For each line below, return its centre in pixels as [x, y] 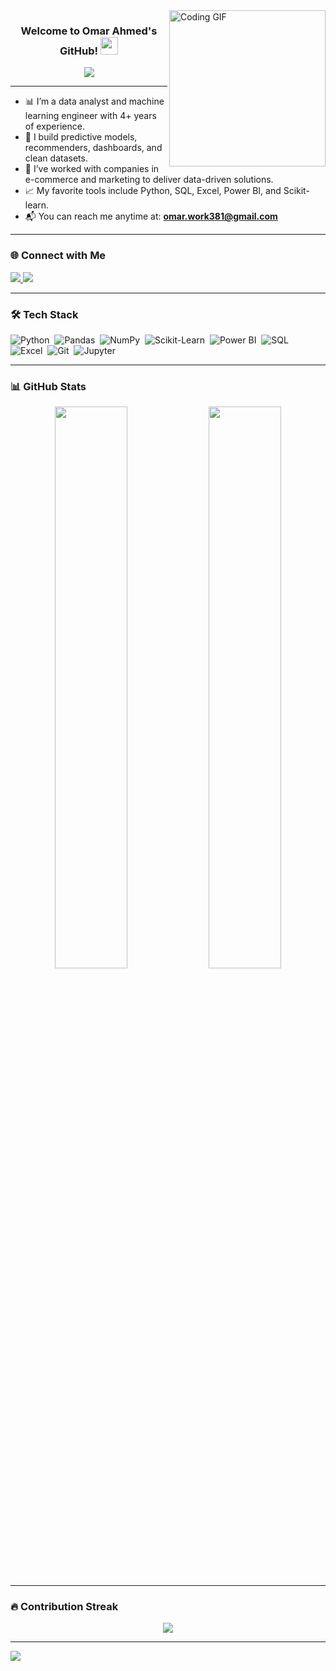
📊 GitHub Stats [48, 386]
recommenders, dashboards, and [93, 148]
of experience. [54, 126]
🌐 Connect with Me [58, 256]
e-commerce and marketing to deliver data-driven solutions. [149, 180]
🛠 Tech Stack [44, 314]
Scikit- [296, 191]
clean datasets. [56, 158]
